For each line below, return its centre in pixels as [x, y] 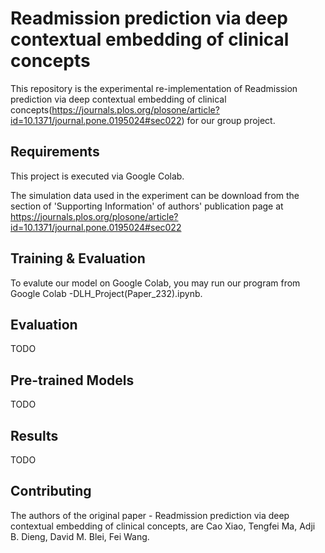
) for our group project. [228, 120]
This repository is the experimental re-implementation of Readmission [154, 88]
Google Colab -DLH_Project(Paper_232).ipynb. [106, 293]
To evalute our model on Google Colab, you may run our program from [155, 283]
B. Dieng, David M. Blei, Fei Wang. [80, 536]
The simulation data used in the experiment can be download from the [155, 195]
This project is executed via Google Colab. [97, 176]
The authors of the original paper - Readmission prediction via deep [150, 515]
